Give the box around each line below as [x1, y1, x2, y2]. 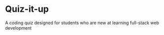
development [5, 25, 32, 31]
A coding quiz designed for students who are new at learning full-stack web [5, 20, 159, 26]
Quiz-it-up [5, 3, 49, 15]
